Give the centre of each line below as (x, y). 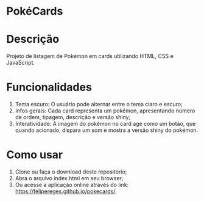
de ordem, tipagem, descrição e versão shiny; (73, 117)
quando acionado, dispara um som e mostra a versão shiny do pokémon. (107, 130)
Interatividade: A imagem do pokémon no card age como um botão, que (105, 124)
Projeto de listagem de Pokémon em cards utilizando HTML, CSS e (90, 56)
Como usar (35, 155)
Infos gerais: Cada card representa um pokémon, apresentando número (105, 111)
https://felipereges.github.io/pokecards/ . (66, 191)
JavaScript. (21, 63)
